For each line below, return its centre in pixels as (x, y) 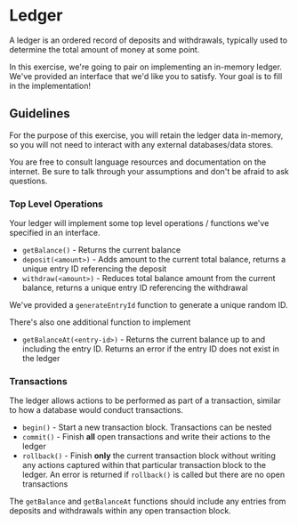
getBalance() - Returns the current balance (101, 250)
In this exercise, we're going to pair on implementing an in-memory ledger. (146, 67)
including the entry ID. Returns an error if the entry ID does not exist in (151, 349)
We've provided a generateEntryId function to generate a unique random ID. (149, 305)
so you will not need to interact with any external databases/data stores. (141, 144)
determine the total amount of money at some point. (105, 49)
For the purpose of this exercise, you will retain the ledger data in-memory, (146, 135)
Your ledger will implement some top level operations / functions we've (139, 223)
